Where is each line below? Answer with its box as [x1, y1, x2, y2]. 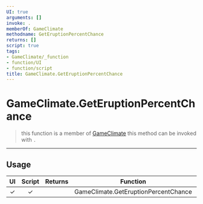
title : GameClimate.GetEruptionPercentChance [6, 71, 123, 77]
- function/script [6, 65, 53, 71]
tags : [6, 48, 20, 54]
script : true [6, 43, 39, 49]
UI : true [6, 8, 28, 15]
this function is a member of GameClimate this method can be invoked [21, 130, 196, 137]
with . [21, 136, 36, 143]
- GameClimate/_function [6, 54, 69, 60]
